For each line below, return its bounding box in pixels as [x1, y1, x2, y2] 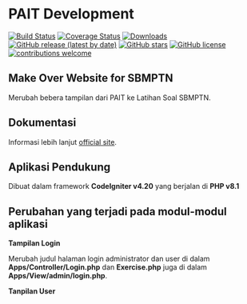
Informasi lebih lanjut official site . [8, 137, 118, 146]
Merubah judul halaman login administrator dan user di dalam [8, 254, 210, 264]
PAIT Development [8, 5, 134, 23]
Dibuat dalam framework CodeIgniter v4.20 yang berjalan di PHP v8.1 [8, 182, 240, 191]
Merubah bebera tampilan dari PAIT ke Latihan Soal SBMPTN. [8, 93, 211, 102]
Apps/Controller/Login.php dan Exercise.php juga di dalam [8, 262, 208, 272]
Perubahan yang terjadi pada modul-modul [8, 205, 228, 218]
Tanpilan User [8, 286, 56, 296]
